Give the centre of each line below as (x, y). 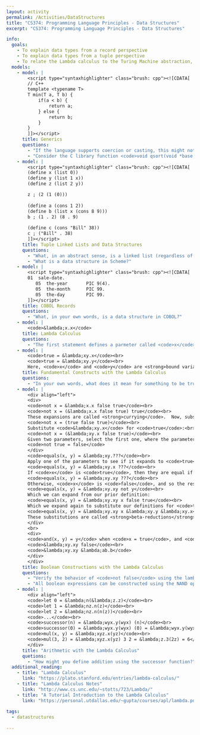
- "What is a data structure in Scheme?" (80, 261)
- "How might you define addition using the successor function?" (112, 661)
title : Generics (42, 139)
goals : (20, 45)
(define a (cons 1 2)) (56, 206)
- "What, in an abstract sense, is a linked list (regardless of (110, 256)
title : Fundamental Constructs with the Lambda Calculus (94, 373)
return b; (61, 117)
